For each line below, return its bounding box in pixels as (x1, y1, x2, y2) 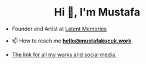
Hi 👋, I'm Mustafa (54, 5, 141, 19)
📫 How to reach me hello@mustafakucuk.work (11, 37, 132, 44)
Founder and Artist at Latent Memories (11, 25, 107, 32)
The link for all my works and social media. (11, 51, 117, 58)
